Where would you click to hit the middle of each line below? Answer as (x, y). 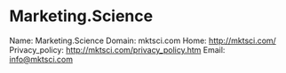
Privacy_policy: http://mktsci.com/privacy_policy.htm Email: (117, 49)
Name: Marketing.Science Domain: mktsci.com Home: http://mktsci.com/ (143, 40)
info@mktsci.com (41, 59)
